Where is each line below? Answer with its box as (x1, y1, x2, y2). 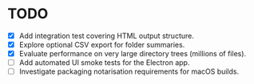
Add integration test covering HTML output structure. (18, 31, 195, 40)
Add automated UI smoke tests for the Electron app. (18, 58, 190, 67)
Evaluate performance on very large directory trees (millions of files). (18, 49, 247, 59)
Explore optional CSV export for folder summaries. (18, 40, 185, 49)
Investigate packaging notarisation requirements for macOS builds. (18, 67, 240, 76)
